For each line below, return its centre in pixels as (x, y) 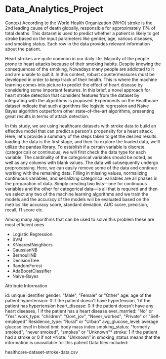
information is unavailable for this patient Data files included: (67, 342)
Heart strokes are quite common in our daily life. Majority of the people (77, 58)
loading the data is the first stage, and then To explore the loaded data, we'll (83, 141)
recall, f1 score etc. (24, 210)
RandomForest (27, 266)
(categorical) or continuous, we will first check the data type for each (76, 152)
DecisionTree (26, 260)
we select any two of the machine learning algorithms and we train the (77, 194)
